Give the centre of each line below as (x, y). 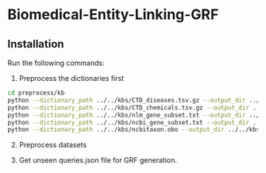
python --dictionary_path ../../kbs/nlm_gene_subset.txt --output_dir (127, 115)
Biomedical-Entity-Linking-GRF (113, 15)
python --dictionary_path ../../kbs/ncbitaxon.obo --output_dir (116, 130)
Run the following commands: (56, 63)
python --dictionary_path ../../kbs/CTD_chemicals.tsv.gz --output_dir (128, 108)
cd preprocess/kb (36, 93)
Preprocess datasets (53, 145)
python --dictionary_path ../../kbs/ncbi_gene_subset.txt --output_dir (128, 122)
